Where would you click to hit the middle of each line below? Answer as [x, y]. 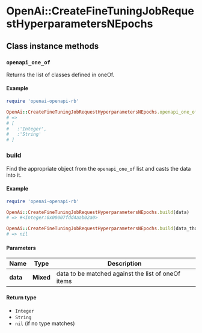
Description [124, 264]
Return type [22, 297]
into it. [14, 175]
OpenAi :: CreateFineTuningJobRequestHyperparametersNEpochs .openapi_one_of [102, 112]
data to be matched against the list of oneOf [118, 273]
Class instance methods [53, 46]
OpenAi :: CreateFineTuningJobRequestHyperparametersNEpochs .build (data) [98, 212]
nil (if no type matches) [45, 323]
